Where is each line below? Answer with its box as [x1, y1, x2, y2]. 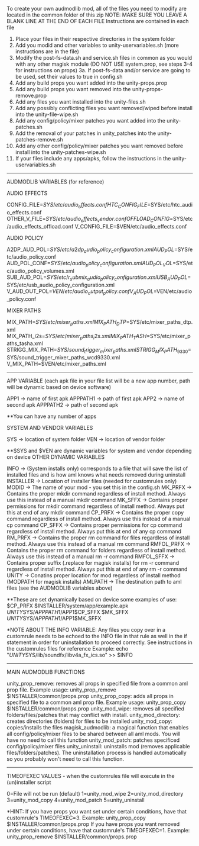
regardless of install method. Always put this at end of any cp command [6, 528, 182, 535]
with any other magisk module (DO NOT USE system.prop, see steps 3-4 [15, 60, 193, 67]
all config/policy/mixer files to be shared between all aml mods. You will [6, 731, 181, 738]
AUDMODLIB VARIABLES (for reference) [6, 178, 105, 185]
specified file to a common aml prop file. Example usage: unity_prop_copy [6, 699, 187, 706]
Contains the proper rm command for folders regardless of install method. [6, 547, 187, 554]
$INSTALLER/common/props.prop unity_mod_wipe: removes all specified [6, 705, 185, 712]
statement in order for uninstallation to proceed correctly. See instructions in [6, 639, 193, 646]
